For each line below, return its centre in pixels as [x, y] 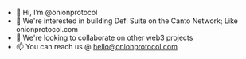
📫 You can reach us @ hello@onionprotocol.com [96, 47]
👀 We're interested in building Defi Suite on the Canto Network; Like [127, 21]
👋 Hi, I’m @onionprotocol [57, 12]
